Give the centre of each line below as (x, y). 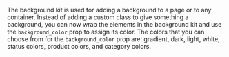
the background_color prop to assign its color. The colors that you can (106, 32)
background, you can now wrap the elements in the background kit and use (114, 24)
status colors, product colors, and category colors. (79, 46)
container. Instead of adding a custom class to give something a (98, 17)
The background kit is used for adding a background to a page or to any (109, 10)
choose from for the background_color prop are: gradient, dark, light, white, (113, 39)
